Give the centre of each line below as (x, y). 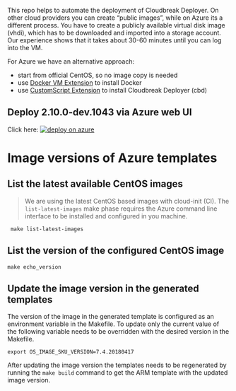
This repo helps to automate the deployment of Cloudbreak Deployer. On (113, 10)
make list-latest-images (47, 229)
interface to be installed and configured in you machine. (106, 216)
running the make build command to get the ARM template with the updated (118, 373)
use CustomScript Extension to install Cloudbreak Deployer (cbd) (112, 90)
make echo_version (34, 267)
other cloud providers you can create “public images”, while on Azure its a (115, 18)
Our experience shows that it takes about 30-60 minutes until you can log (114, 40)
